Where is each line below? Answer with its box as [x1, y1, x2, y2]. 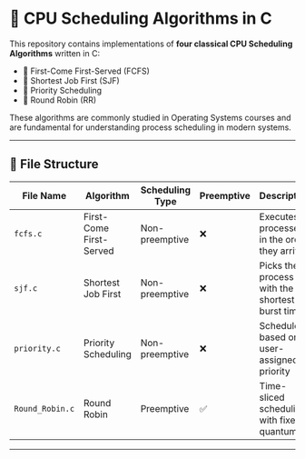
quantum [259, 424, 298, 437]
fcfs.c [14, 228, 43, 239]
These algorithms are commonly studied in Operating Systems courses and [9, 112, 292, 123]
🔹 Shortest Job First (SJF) [22, 75, 120, 85]
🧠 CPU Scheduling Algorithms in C [9, 8, 272, 29]
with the [259, 282, 294, 294]
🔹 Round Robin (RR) [22, 95, 97, 105]
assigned [259, 354, 299, 366]
